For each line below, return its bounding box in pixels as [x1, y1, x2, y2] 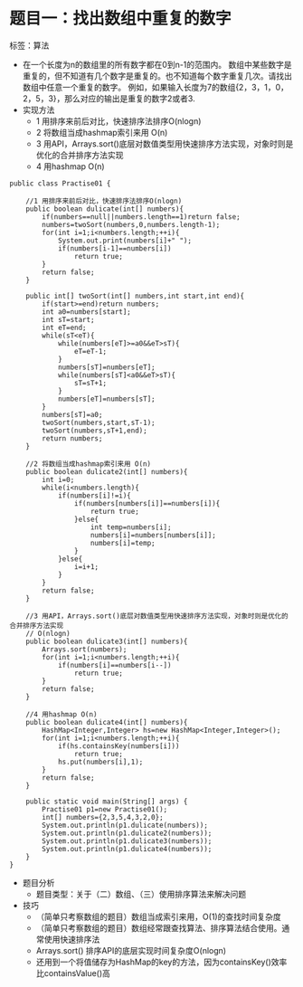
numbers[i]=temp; [90, 538, 156, 547]
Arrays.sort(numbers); [42, 644, 128, 654]
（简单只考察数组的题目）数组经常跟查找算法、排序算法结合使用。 [35, 922, 282, 933]
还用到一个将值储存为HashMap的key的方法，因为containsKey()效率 [35, 956, 288, 967]
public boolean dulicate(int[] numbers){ [25, 204, 184, 214]
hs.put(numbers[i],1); [57, 757, 144, 766]
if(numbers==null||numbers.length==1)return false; [42, 212, 241, 222]
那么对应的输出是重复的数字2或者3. [64, 92, 196, 104]
